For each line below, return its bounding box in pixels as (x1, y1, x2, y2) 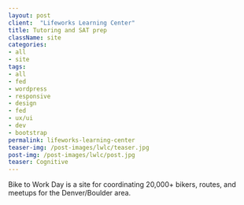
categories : (8, 41, 47, 49)
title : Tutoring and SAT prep (8, 26, 108, 34)
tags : (8, 63, 26, 71)
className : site (8, 33, 61, 42)
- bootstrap (8, 129, 47, 136)
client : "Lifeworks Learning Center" (8, 19, 135, 27)
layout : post (8, 11, 51, 20)
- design (8, 99, 37, 107)
